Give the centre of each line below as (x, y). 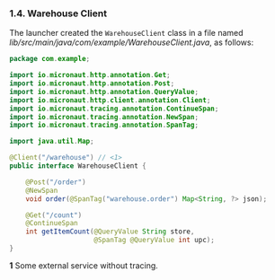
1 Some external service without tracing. (84, 265)
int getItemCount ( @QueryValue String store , (110, 232)
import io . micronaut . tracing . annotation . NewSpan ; (104, 117)
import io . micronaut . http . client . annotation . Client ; (110, 100)
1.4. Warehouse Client (58, 13)
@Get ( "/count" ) (54, 215)
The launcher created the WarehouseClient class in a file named (127, 33)
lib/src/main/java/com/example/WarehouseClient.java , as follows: (132, 42)
